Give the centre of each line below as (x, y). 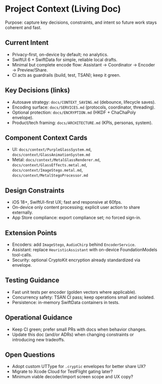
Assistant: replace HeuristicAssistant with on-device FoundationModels (85, 250)
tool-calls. (22, 255)
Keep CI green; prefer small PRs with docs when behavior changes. (79, 329)
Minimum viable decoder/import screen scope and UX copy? (73, 377)
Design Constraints (35, 190)
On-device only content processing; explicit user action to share (76, 208)
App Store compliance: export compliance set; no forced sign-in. (77, 218)
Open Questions (30, 355)
